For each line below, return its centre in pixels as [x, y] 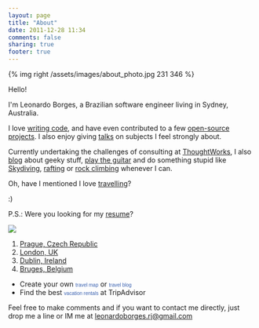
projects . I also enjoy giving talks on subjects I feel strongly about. [115, 137]
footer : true [29, 52]
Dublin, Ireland [43, 261]
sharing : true [31, 45]
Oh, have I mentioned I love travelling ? [70, 184]
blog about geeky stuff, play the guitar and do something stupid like [117, 160]
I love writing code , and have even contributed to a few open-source [119, 128]
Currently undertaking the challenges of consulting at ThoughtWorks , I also [130, 151]
